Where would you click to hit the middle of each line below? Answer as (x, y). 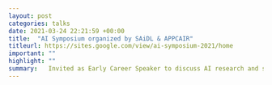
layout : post (30, 16)
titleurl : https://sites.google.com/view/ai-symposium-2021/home (121, 46)
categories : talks (39, 23)
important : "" (32, 53)
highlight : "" (32, 62)
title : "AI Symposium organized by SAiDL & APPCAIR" (101, 38)
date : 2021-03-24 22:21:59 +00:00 (67, 31)
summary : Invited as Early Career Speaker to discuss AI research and (134, 69)
